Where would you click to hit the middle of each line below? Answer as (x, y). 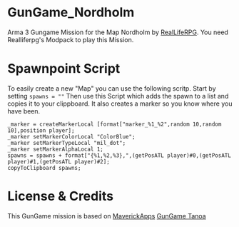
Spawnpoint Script (64, 69)
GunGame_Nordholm (71, 12)
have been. (24, 111)
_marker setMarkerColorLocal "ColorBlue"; (71, 136)
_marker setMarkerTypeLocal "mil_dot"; (67, 143)
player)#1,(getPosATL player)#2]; (59, 161)
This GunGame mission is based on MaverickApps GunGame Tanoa (107, 216)
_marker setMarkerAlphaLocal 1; (55, 149)
